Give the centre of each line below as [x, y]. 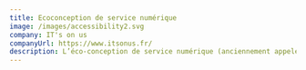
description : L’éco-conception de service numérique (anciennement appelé [154, 52]
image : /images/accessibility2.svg [77, 26]
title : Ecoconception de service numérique [93, 18]
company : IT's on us [49, 35]
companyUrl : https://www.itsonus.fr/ [81, 43]
